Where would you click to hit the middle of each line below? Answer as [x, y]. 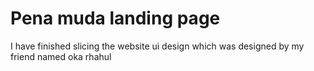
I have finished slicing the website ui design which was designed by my [157, 46]
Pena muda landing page [115, 18]
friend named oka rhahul [61, 56]
